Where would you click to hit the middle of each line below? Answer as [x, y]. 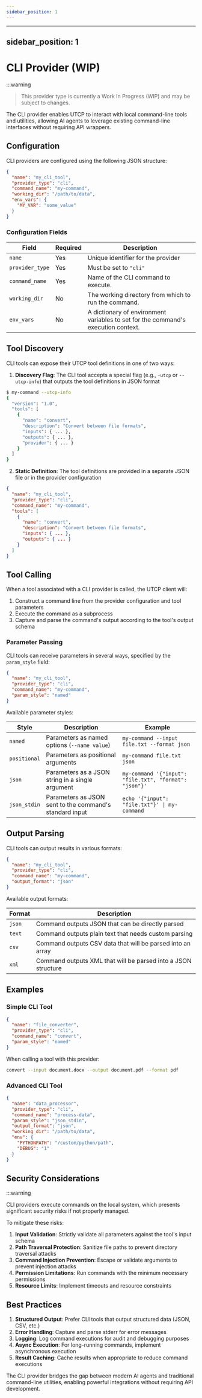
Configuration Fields [37, 232]
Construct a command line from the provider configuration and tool [98, 601]
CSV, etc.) [27, 1326]
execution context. [114, 327]
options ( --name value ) [78, 745]
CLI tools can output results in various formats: [64, 848]
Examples [25, 990]
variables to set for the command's [137, 319]
